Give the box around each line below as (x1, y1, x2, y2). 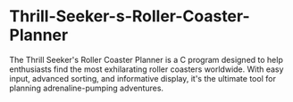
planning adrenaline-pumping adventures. (9, 82, 163, 93)
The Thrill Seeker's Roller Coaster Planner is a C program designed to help (9, 54, 283, 65)
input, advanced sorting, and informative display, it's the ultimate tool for (9, 73, 277, 83)
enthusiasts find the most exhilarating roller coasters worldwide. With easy (9, 64, 284, 75)
